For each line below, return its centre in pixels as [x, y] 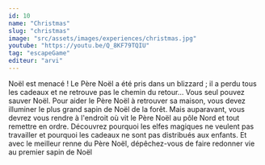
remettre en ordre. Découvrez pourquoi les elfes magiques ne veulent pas [131, 126]
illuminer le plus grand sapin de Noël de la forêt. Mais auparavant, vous [126, 109]
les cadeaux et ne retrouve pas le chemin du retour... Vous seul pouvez [126, 92]
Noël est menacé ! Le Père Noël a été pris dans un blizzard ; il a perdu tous [132, 83]
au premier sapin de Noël [50, 152]
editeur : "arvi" [36, 61]
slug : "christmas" [39, 31]
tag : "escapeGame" [39, 53]
